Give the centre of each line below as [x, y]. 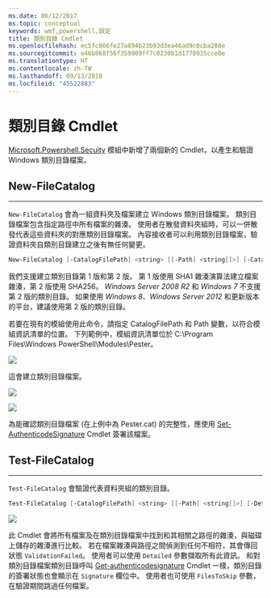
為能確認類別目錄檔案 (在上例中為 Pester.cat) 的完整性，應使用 [112, 424]
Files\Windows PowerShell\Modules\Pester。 [83, 344]
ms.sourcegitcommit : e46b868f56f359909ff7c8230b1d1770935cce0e [117, 53]
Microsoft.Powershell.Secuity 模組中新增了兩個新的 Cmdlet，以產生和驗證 [131, 150]
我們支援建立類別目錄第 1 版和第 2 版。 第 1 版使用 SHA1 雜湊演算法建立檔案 [133, 277]
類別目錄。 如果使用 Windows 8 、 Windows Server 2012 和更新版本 [148, 297]
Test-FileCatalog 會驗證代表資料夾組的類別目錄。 [92, 488]
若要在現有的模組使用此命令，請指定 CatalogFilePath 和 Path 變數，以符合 [131, 324]
